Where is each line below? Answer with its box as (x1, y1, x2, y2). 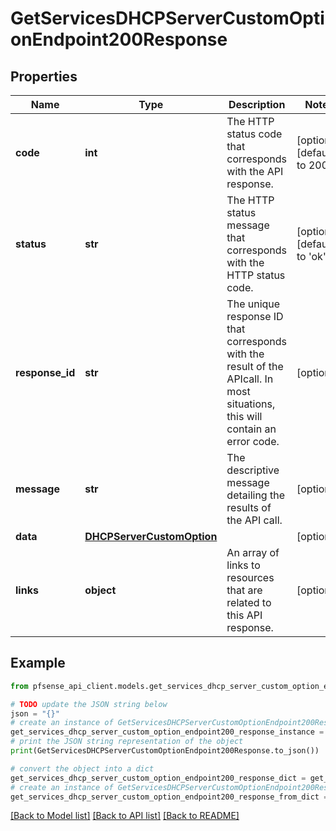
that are (226, 583, 263, 597)
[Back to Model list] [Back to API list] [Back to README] (10, 810, 240, 822)
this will (226, 410, 263, 423)
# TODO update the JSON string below (10, 699, 168, 709)
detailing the (226, 488, 285, 502)
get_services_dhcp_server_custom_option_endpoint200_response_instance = (10, 727, 325, 737)
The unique (226, 297, 281, 311)
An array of (226, 546, 280, 559)
